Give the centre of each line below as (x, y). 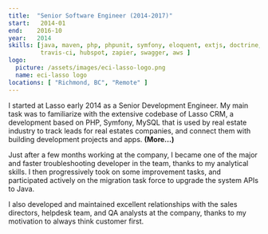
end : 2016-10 (35, 30)
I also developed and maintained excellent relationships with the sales (123, 204)
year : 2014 (30, 38)
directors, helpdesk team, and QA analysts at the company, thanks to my (128, 212)
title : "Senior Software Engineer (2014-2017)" (91, 16)
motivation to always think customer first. (76, 221)
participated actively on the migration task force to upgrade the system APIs (134, 180)
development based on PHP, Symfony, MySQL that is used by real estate (128, 122)
